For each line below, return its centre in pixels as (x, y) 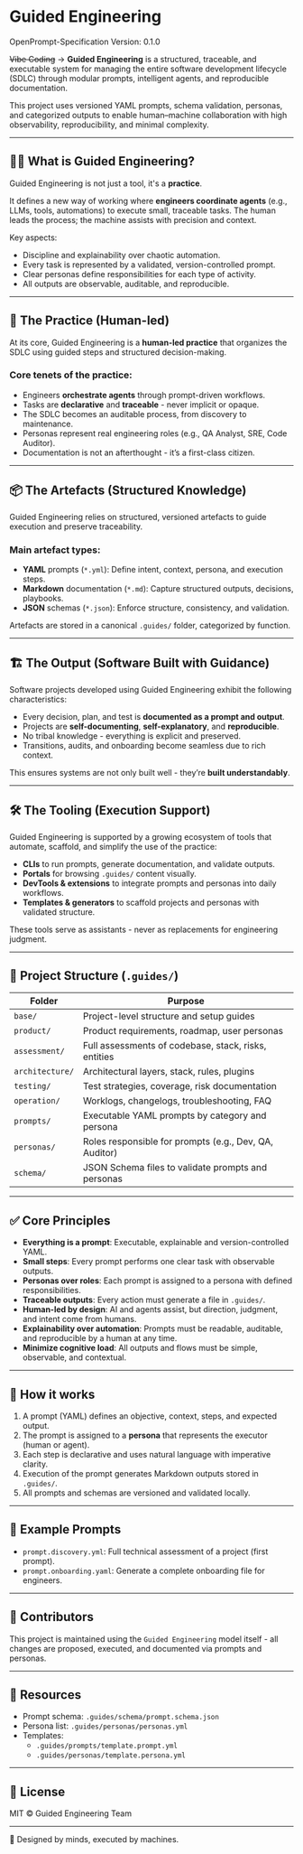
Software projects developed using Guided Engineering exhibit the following (151, 689)
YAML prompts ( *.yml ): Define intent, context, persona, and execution (153, 569)
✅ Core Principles (60, 1220)
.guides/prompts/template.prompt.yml (107, 1746)
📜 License (37, 1791)
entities (98, 1057)
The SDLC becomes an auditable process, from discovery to (134, 414)
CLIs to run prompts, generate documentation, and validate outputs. (148, 863)
